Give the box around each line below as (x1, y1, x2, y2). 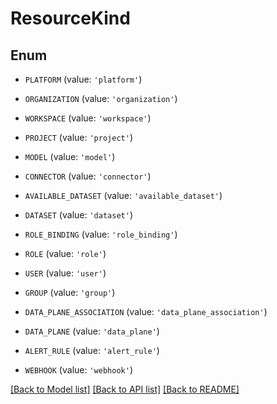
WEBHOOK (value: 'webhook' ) (24, 364, 133, 376)
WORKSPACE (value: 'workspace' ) (24, 112, 152, 124)
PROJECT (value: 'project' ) (24, 132, 133, 143)
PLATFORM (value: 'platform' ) (24, 73, 143, 85)
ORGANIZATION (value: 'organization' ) (24, 93, 178, 104)
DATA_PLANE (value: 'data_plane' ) (24, 325, 160, 337)
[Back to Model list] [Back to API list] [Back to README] (10, 383, 240, 395)
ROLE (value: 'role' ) (24, 248, 107, 259)
